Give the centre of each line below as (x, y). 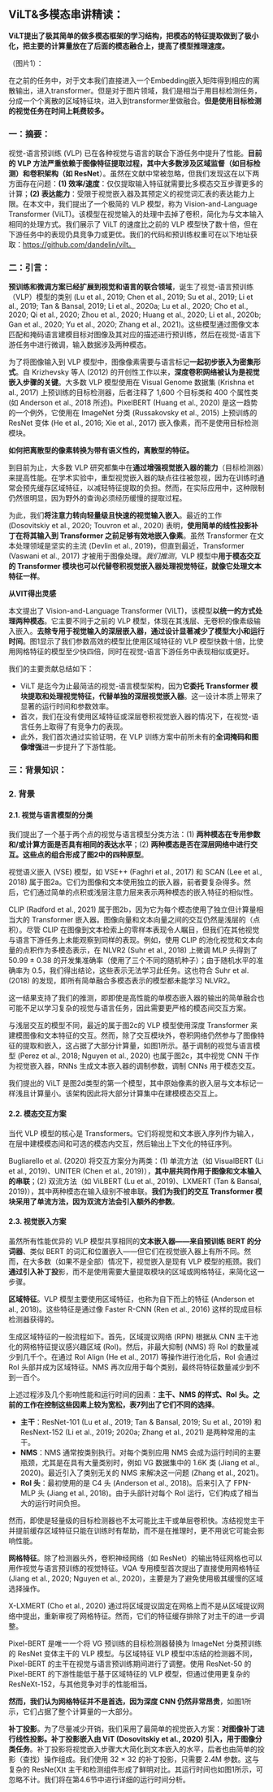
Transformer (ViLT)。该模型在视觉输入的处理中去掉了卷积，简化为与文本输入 (136, 215)
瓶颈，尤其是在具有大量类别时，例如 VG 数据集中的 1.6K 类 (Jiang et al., (140, 1462)
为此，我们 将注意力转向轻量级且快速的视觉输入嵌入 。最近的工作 (115, 515)
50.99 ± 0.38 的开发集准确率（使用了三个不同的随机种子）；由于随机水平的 (132, 961)
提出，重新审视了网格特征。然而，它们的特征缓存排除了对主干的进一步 (140, 1616)
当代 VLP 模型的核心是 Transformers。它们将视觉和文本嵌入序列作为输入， (133, 1133)
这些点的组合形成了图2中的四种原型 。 (85, 855)
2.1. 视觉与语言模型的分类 (51, 814)
